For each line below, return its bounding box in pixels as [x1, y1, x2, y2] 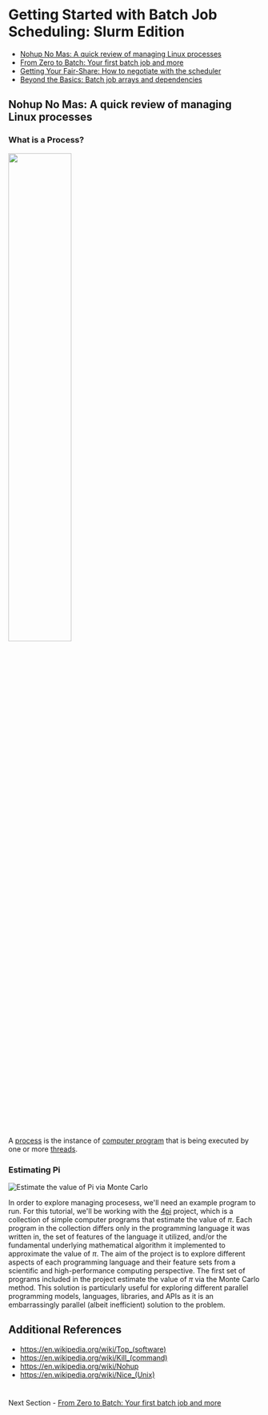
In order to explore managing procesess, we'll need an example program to [8, 1197, 256, 1207]
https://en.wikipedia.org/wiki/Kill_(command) [19, 1353, 168, 1362]
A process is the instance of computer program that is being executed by [8, 1136, 250, 1145]
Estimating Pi [8, 1164, 61, 1175]
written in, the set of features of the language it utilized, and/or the [8, 1232, 228, 1241]
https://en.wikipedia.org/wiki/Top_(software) [19, 1344, 166, 1354]
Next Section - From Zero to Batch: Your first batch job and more [8, 1397, 222, 1407]
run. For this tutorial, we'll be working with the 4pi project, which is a [8, 1206, 234, 1216]
